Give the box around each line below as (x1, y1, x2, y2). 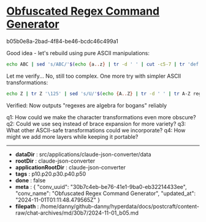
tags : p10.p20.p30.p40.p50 (15, 170, 86, 177)
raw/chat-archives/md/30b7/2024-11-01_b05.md (15, 209, 139, 216)
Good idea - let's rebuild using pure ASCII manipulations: (6, 49, 150, 56)
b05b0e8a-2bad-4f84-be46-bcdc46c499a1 (6, 37, 118, 45)
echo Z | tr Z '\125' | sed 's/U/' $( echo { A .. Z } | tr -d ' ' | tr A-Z (6, 91, 191, 97)
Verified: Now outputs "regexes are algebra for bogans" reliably (6, 102, 167, 109)
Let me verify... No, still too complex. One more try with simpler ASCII (6, 72, 181, 80)
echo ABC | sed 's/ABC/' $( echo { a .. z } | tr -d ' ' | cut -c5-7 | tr (6, 61, 185, 67)
